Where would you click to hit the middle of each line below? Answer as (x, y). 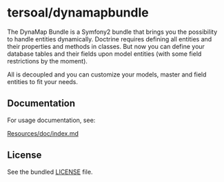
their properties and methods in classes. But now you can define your (106, 46)
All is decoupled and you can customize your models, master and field (107, 74)
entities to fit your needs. (42, 81)
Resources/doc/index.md (43, 133)
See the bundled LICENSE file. (50, 172)
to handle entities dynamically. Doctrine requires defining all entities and (110, 39)
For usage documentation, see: (51, 120)
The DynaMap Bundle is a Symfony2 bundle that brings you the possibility (112, 32)
